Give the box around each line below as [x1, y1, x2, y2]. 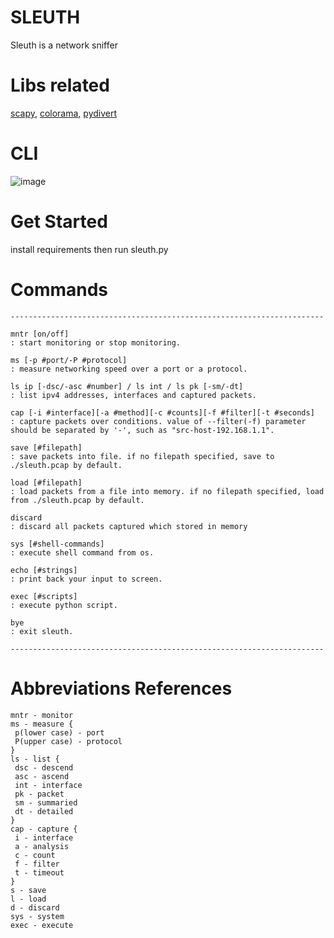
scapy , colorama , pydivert [10, 107, 118, 119]
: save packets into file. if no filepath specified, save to [10, 451, 275, 461]
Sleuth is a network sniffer [10, 39, 118, 51]
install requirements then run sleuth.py [10, 243, 169, 255]
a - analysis [14, 841, 70, 851]
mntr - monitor [10, 710, 74, 720]
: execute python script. [10, 600, 118, 610]
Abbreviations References [10, 677, 233, 700]
